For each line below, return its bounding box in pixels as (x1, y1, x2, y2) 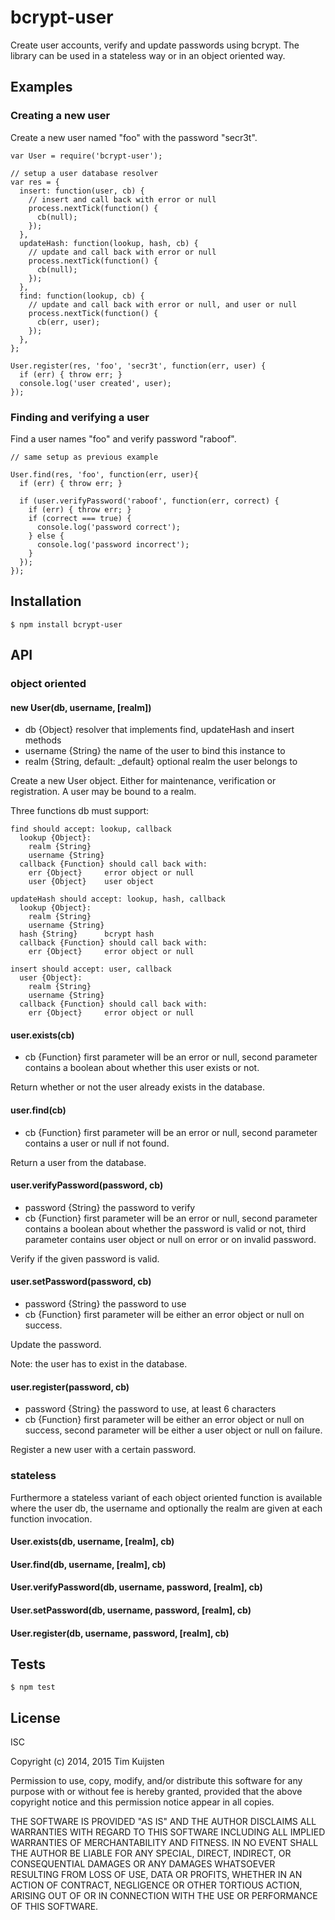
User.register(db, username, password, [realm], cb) (10, 1627, 230, 1639)
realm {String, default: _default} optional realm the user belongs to (24, 756, 298, 768)
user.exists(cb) (10, 1029, 75, 1041)
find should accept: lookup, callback (10, 824, 172, 835)
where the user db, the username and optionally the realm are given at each (10, 1502, 323, 1514)
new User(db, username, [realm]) (10, 701, 152, 713)
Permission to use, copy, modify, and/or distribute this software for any (10, 1775, 303, 1787)
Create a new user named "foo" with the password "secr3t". (10, 131, 258, 143)
